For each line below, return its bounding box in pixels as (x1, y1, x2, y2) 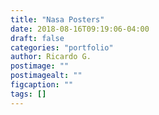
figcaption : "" (10, 80, 74, 90)
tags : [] (10, 89, 47, 99)
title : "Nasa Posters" (10, 14, 105, 25)
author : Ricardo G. (10, 52, 92, 62)
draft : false (10, 33, 65, 43)
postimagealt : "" (10, 71, 83, 81)
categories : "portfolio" (10, 42, 114, 53)
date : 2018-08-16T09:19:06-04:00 (10, 24, 150, 34)
